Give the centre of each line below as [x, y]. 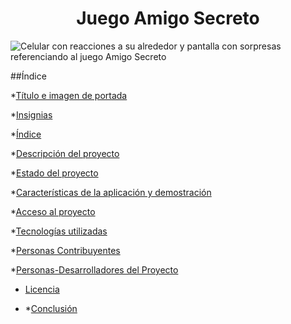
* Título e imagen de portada [69, 95]
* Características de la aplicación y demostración [111, 192]
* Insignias [31, 114]
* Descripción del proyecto [65, 153]
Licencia [42, 289]
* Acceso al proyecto [53, 211]
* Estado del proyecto [54, 173]
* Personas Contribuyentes [65, 250]
